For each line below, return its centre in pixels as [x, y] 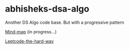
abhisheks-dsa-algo [47, 9]
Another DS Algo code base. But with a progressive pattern [65, 22]
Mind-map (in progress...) [31, 32]
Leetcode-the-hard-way [29, 41]
